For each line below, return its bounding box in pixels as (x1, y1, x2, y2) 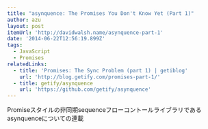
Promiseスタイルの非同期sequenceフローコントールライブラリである (7, 106, 202, 114)
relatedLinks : (7, 61, 48, 68)
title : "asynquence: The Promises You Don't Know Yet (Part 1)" (7, 10, 194, 17)
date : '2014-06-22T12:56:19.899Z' (7, 35, 106, 42)
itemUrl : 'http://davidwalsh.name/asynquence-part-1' (7, 29, 164, 36)
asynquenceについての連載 (7, 114, 84, 123)
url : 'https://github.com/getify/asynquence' (19, 86, 152, 93)
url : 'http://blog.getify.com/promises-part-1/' (19, 73, 161, 81)
